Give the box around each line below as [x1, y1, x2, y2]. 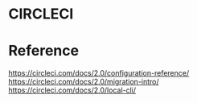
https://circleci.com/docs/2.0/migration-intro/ [8, 77, 159, 87]
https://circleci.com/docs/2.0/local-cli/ [8, 85, 137, 95]
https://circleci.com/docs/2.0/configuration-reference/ [8, 68, 190, 78]
